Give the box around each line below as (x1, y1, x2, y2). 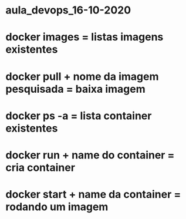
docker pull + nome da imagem (5, 70, 159, 83)
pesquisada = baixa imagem (5, 82, 146, 96)
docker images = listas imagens (5, 31, 164, 44)
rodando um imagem (5, 200, 109, 214)
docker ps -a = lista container (5, 109, 152, 122)
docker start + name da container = (5, 188, 181, 201)
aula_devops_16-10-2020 (5, 4, 131, 17)
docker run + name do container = (5, 148, 175, 161)
